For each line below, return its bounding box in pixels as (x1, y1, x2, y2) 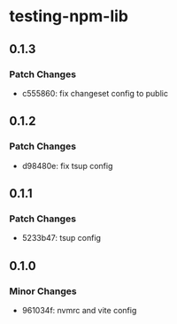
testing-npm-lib (9, 6, 128, 27)
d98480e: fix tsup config (21, 160, 113, 171)
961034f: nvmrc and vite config (21, 305, 137, 315)
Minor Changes (9, 285, 77, 297)
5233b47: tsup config (21, 233, 102, 243)
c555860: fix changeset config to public (21, 88, 168, 98)
